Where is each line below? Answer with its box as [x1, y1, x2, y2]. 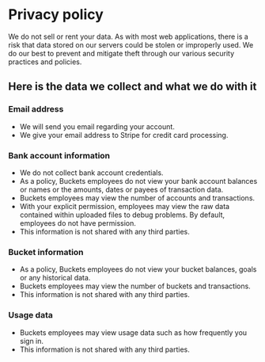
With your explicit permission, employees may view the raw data [19, 201, 230, 211]
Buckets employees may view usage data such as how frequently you [19, 327, 248, 337]
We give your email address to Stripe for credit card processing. [19, 130, 229, 139]
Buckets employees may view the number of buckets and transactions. [19, 281, 251, 291]
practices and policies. [8, 57, 82, 67]
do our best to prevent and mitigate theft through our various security [8, 48, 235, 58]
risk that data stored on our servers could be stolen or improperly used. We [8, 40, 254, 49]
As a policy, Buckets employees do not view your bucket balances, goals [19, 265, 257, 274]
